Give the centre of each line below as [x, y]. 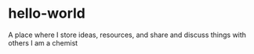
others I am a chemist [43, 42]
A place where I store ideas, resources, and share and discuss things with [127, 35]
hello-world [47, 13]
